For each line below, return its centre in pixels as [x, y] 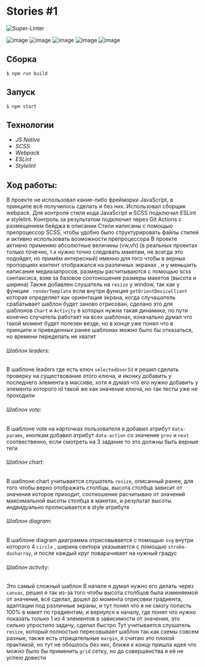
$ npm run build [27, 73]
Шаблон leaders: [28, 350]
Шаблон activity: [28, 567]
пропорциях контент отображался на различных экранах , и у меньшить [102, 265]
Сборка [21, 59]
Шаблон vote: [24, 409]
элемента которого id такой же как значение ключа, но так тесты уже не [102, 389]
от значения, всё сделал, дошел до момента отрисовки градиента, [94, 599]
